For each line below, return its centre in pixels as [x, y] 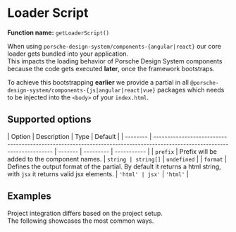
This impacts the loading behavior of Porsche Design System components [115, 61]
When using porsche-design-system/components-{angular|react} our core [114, 46]
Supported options [49, 120]
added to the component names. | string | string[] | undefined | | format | [117, 159]
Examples [29, 196]
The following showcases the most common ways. [81, 221]
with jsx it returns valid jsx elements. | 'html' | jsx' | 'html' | [98, 173]
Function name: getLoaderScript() [58, 32]
